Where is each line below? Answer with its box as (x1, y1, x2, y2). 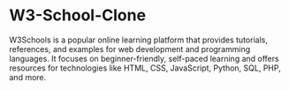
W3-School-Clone (9, 5, 147, 26)
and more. (9, 71, 47, 82)
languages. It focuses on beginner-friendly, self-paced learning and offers (9, 53, 280, 64)
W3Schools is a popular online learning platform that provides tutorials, (9, 34, 268, 45)
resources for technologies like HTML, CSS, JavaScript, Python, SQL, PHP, (9, 63, 281, 73)
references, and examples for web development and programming (9, 43, 251, 54)
